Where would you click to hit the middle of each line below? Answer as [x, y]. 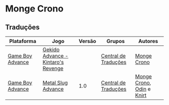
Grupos [115, 41]
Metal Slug [55, 83]
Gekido [51, 49]
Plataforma [23, 41]
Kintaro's [53, 62]
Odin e [143, 89]
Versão [88, 41]
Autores [148, 41]
